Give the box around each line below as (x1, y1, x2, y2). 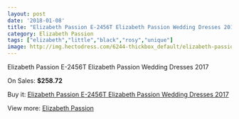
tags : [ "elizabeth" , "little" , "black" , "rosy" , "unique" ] (7, 37, 174, 44)
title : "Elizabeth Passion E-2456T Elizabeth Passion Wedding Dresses (7, 23, 221, 30)
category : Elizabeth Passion (7, 30, 94, 38)
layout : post (7, 10, 46, 18)
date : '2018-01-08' (7, 17, 65, 24)
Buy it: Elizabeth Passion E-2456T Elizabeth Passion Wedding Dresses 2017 (7, 90, 229, 98)
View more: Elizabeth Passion (7, 104, 95, 112)
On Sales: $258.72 (7, 76, 63, 85)
